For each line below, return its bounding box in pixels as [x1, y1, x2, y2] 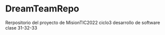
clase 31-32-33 [5, 24, 38, 30]
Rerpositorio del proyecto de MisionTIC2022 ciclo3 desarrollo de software [5, 19, 160, 25]
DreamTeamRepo [5, 3, 80, 14]
